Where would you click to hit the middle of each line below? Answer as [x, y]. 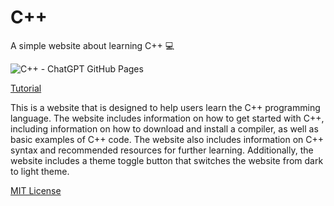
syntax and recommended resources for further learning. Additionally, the [162, 150]
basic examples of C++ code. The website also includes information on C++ [167, 139]
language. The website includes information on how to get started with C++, [167, 118]
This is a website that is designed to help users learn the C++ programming [165, 107]
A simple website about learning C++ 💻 [92, 45]
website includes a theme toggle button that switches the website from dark [167, 160]
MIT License [36, 190]
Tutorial [26, 88]
